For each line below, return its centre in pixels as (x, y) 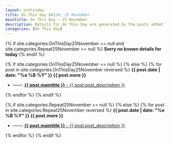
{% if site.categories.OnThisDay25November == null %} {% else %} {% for (83, 64)
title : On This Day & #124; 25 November (48, 15)
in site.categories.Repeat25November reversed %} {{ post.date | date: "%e (85, 110)
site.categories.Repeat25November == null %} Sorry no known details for (83, 49)
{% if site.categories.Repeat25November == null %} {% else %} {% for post (85, 105)
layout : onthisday (25, 10)
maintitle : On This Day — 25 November (46, 19)
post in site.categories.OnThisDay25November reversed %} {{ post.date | (83, 70)
